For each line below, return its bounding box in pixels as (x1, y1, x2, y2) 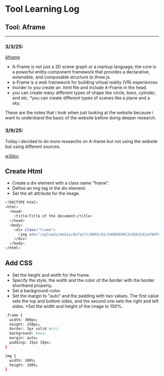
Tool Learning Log (5, 3, 80, 15)
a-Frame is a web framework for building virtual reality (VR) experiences (12, 79, 158, 85)
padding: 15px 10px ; (9, 340, 51, 345)
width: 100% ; (9, 358, 36, 363)
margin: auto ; (9, 335, 38, 341)
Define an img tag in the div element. (12, 185, 86, 191)
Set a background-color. (12, 287, 61, 293)
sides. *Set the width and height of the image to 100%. (12, 303, 123, 309)
